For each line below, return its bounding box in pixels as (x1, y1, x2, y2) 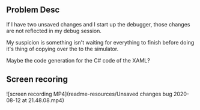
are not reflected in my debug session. (6, 27, 102, 34)
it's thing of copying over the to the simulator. (6, 45, 119, 52)
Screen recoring (6, 75, 68, 85)
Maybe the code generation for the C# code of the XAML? (6, 57, 150, 64)
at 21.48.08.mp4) (22, 96, 65, 104)
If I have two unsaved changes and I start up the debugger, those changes (6, 20, 190, 28)
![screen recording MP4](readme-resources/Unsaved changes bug (6, 90, 172, 97)
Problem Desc (6, 5, 60, 15)
